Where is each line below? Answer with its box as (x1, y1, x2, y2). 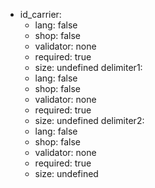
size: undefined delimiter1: (34, 62, 143, 73)
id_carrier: (19, 9, 62, 20)
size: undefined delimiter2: (34, 115, 145, 126)
